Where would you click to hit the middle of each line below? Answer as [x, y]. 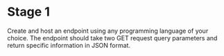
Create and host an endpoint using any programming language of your [108, 31]
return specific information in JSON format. [69, 45]
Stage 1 [29, 12]
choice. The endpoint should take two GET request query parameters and [112, 38]
